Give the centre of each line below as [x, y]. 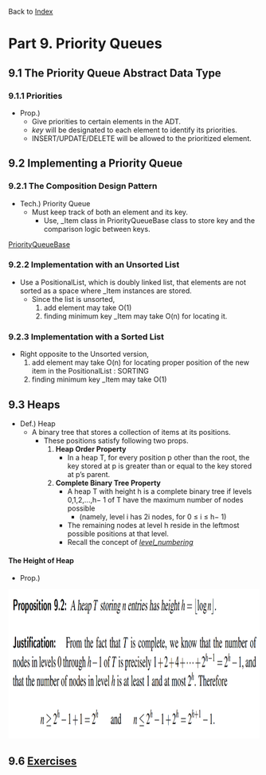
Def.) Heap [37, 423]
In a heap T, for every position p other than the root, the [158, 457]
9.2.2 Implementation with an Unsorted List [94, 264]
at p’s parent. [89, 474]
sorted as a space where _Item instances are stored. [106, 291]
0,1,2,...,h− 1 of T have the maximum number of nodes [155, 499]
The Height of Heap [41, 560]
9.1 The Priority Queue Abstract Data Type [115, 73]
